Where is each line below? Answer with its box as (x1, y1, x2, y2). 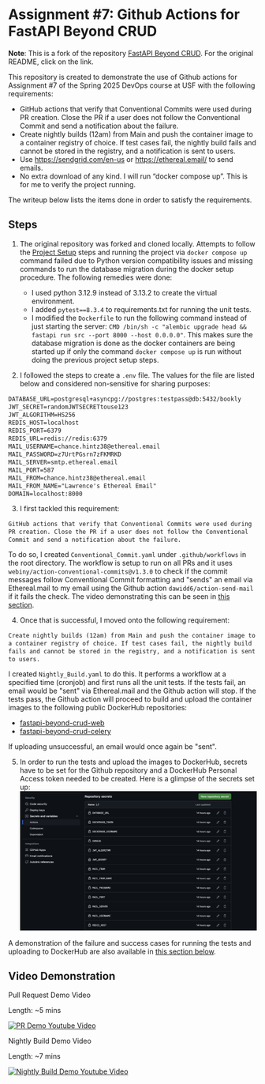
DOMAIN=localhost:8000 (8, 490, 83, 498)
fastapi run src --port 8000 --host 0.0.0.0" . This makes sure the (31, 329, 254, 339)
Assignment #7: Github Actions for (8, 6, 241, 24)
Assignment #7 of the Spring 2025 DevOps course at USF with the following (8, 81, 256, 90)
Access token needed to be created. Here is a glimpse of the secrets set (19, 773, 255, 783)
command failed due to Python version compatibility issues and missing (19, 255, 254, 265)
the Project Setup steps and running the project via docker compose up (19, 247, 248, 257)
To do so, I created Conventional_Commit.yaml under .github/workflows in (8, 549, 247, 559)
